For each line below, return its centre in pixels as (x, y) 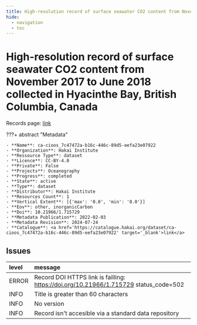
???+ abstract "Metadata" (37, 135)
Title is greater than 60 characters (81, 294)
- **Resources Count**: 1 (38, 197)
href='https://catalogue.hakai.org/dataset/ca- (118, 228)
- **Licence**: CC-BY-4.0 (38, 161)
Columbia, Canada (52, 107)
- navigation (27, 22)
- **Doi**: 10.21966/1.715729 (43, 212)
